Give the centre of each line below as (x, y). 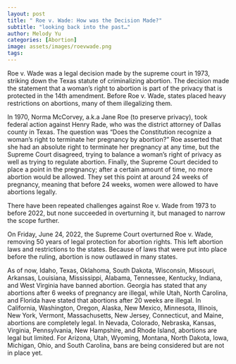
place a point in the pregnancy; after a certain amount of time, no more (110, 169)
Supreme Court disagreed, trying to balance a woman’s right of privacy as (114, 154)
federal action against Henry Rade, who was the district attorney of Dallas (114, 124)
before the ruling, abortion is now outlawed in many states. (93, 256)
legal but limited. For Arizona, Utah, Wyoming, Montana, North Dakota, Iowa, (118, 338)
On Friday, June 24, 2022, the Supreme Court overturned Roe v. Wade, (110, 234)
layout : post (26, 14)
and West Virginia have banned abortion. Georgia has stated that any (107, 285)
